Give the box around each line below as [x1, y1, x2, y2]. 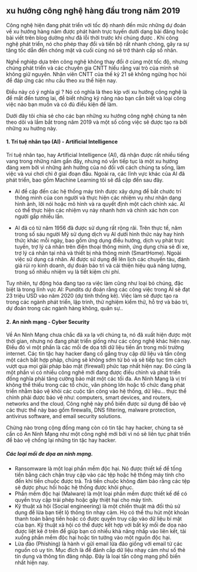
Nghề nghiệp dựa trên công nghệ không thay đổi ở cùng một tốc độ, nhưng [6, 58, 188, 65]
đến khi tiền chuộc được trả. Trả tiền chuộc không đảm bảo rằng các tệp [14, 478, 191, 485]
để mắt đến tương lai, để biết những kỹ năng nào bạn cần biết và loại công [6, 94, 186, 101]
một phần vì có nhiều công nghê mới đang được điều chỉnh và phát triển [6, 369, 181, 376]
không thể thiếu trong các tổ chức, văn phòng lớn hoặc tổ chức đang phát [6, 382, 185, 389]
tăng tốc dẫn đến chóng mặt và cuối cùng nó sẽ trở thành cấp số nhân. [6, 47, 178, 54]
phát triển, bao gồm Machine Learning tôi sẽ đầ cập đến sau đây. [6, 176, 164, 183]
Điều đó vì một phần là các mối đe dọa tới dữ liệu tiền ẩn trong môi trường [6, 344, 184, 351]
